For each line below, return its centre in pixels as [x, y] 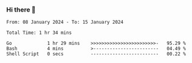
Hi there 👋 [21, 10]
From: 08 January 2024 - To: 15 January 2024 [65, 22]
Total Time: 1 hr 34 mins [39, 33]
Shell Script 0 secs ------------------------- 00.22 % [96, 54]
